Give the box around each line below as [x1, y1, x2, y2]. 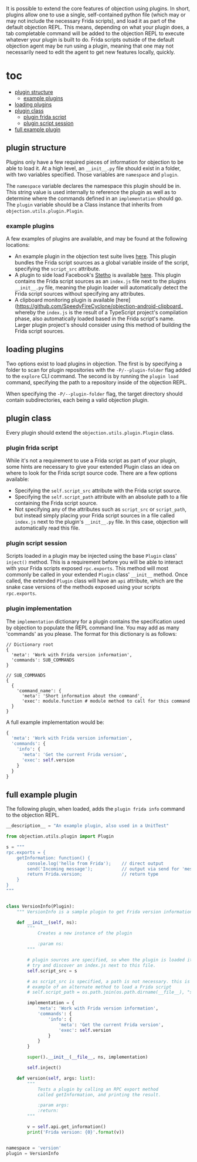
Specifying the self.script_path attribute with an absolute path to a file [14, 493, 188, 500]
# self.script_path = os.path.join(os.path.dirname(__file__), [27, 990, 185, 995]
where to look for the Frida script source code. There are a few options [6, 469, 178, 476]
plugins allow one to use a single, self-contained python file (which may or [6, 11, 186, 18]
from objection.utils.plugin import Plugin [6, 834, 114, 839]
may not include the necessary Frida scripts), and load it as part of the [6, 18, 176, 24]
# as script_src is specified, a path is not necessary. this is [27, 978, 191, 984]
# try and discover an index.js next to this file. [27, 962, 157, 968]
